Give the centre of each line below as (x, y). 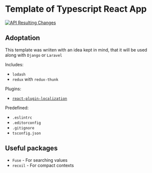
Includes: (14, 64)
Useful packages (31, 148)
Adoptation (22, 38)
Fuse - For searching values (40, 160)
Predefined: (17, 108)
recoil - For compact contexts (43, 165)
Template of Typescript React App (76, 9)
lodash (19, 74)
